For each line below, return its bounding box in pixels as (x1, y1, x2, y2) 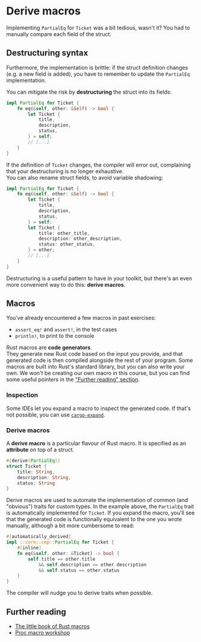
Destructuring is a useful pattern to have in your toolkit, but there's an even (6, 275, 193, 282)
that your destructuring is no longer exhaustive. (6, 167, 124, 175)
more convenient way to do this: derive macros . (6, 281, 126, 288)
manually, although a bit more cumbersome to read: (6, 522, 134, 530)
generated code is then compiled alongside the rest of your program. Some (6, 356, 193, 364)
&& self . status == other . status (38, 567, 120, 573)
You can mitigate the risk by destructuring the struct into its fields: (6, 88, 172, 96)
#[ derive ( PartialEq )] (6, 458, 61, 464)
